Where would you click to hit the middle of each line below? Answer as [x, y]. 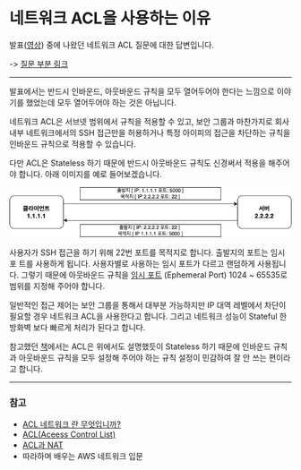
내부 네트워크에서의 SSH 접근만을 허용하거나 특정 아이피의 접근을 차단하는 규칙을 [150, 132]
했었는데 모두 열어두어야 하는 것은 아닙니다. [101, 102]
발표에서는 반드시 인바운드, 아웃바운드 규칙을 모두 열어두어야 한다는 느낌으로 [142, 91]
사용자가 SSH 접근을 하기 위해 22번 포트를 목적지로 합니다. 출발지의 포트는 [139, 252]
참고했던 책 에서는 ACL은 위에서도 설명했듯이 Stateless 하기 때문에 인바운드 [140, 346]
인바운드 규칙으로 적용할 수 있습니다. [73, 143]
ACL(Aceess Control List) [69, 434]
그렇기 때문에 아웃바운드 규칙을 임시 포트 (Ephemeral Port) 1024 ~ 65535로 [155, 275]
